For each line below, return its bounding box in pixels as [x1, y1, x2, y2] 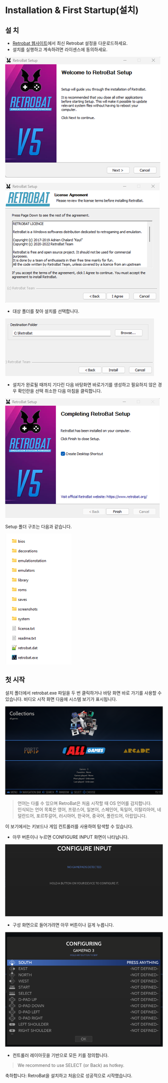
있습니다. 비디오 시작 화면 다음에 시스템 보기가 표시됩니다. [5, 696, 117, 702]
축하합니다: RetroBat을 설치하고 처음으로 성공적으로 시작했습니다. [5, 1072, 132, 1078]
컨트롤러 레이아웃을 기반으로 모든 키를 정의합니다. [12, 1052, 109, 1058]
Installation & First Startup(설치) [5, 5, 139, 16]
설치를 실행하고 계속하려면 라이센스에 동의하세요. [12, 47, 107, 53]
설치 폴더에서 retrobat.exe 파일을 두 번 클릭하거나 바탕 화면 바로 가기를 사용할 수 [5, 690, 162, 696]
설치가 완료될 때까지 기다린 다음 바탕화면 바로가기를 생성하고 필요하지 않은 [12, 382, 157, 388]
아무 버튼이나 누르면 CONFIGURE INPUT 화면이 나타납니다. [12, 834, 129, 840]
